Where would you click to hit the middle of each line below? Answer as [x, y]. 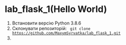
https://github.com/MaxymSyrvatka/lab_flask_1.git [66, 33]
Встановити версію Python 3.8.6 [47, 23]
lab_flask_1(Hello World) [56, 9]
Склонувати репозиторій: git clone [51, 28]
